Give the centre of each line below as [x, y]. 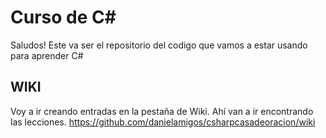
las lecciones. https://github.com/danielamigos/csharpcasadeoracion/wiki [163, 122]
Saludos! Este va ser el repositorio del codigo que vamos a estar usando [159, 45]
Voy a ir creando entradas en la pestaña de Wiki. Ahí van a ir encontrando [162, 111]
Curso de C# [63, 17]
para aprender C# [47, 55]
